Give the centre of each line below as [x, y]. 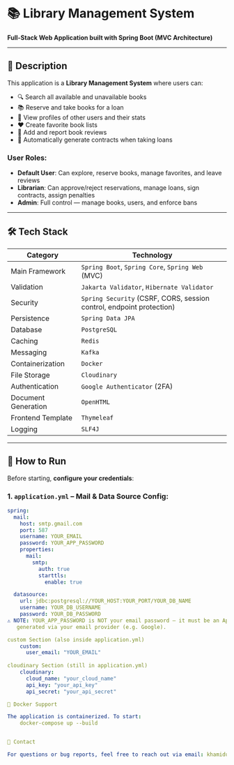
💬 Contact [22, 742]
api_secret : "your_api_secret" [71, 692]
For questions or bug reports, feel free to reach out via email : [106, 755]
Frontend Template [42, 417]
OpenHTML [95, 402]
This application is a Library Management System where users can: [105, 83]
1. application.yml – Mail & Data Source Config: [88, 496]
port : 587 [34, 530]
